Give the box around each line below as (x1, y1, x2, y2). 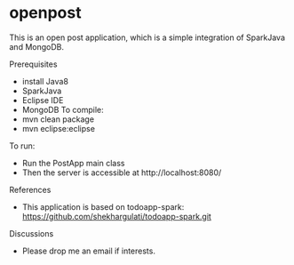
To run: (9, 141, 36, 151)
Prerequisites (9, 59, 58, 69)
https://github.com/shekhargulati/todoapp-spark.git (21, 211, 211, 221)
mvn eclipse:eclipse (21, 123, 96, 133)
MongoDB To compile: (21, 104, 104, 115)
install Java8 (21, 76, 69, 86)
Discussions (9, 228, 54, 238)
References (9, 184, 52, 195)
